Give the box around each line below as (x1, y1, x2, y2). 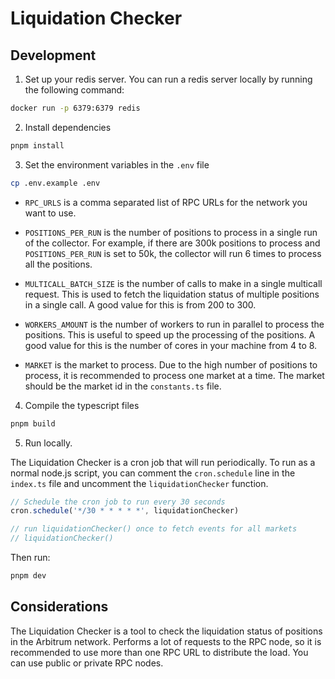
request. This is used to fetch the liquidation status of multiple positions (24, 288, 320, 300)
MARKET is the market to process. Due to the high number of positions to (24, 358, 318, 371)
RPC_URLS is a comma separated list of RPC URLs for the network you (24, 196, 308, 208)
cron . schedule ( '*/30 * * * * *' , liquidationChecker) (10, 506, 240, 516)
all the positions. (24, 258, 93, 270)
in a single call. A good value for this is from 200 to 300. (24, 298, 257, 311)
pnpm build (10, 418, 56, 429)
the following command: (24, 84, 125, 96)
